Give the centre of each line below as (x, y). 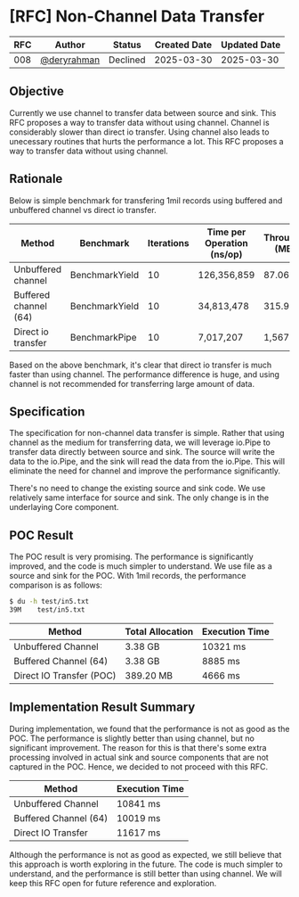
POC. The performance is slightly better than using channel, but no (132, 738)
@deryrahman (70, 60)
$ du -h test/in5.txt (49, 602)
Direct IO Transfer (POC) (65, 675)
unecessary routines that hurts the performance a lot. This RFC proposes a (146, 141)
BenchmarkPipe (103, 337)
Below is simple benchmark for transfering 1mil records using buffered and (146, 200)
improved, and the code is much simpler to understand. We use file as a (141, 566)
